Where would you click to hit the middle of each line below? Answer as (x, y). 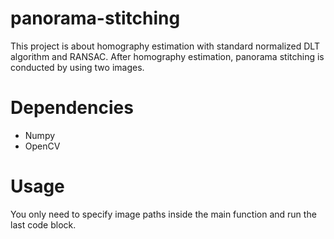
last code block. (43, 224)
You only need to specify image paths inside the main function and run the (163, 214)
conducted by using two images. (77, 67)
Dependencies (72, 108)
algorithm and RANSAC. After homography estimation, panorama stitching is (167, 56)
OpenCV (42, 146)
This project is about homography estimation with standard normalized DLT (165, 46)
